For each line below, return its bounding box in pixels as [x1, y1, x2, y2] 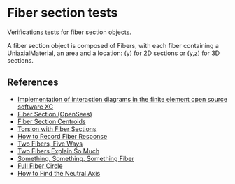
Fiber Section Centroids [17, 117, 86, 125]
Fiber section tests [7, 5, 118, 21]
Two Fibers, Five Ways [17, 139, 83, 148]
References [7, 77, 59, 89]
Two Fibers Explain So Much [17, 146, 100, 155]
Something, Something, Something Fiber [17, 154, 135, 162]
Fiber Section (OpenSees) [17, 109, 92, 118]
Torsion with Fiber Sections [17, 124, 97, 133]
